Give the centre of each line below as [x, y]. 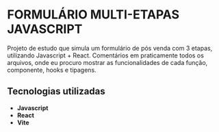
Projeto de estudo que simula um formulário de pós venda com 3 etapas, [110, 48]
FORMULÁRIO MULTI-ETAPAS [93, 15]
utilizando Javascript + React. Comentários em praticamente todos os [105, 55]
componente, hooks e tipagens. [52, 70]
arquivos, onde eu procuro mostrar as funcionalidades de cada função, [107, 62]
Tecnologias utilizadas [56, 91]
